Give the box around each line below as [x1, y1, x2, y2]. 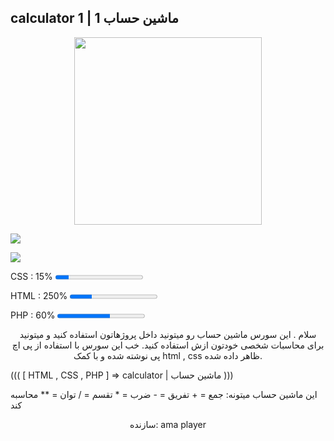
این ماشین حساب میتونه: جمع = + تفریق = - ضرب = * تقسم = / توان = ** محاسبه [10, 388, 318, 400]
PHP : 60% [10, 309, 56, 321]
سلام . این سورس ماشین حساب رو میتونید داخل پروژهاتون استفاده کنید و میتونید [19, 328, 317, 340]
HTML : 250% [10, 289, 68, 301]
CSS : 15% [10, 270, 53, 282]
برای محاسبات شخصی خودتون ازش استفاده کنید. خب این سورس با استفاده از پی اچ [11, 339, 325, 351]
